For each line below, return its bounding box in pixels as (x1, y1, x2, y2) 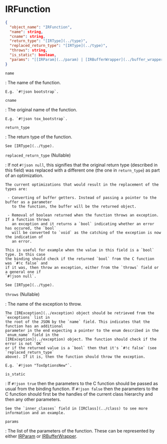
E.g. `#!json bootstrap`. (5, 89, 59, 94)
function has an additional (5, 323, 64, 329)
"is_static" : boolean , (9, 52, 57, 58)
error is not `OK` (5, 341, 43, 346)
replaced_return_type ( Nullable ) (5, 152, 71, 158)
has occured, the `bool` (5, 225, 57, 230)
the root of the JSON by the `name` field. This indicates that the (5, 319, 150, 324)
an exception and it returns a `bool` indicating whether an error (11, 221, 155, 226)
